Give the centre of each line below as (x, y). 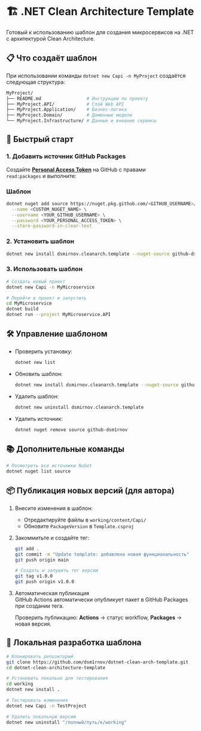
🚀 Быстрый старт (40, 139)
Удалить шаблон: (37, 396)
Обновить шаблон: (39, 374)
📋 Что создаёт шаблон (52, 58)
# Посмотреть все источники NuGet (49, 466)
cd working (20, 684)
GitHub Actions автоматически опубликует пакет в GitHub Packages (101, 600)
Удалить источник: (39, 418)
